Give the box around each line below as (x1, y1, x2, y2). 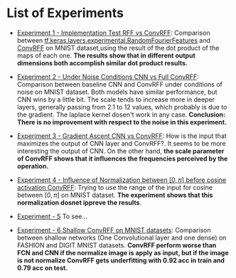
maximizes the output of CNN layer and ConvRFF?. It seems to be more (16, 139, 227, 147)
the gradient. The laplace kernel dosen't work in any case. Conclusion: (16, 110, 225, 119)
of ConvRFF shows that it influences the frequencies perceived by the (16, 154, 228, 163)
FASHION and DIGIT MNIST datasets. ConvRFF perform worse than (16, 240, 217, 250)
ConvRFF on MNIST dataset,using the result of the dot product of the (16, 43, 220, 52)
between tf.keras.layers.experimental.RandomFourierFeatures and (16, 36, 211, 44)
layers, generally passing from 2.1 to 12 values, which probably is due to (16, 102, 227, 111)
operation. (16, 161, 49, 170)
